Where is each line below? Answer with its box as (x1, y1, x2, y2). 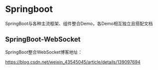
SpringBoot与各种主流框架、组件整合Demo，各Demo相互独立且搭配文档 (5, 20, 153, 26)
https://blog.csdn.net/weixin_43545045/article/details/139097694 (5, 59, 141, 65)
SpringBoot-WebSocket (5, 35, 81, 44)
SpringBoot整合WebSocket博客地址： (5, 49, 83, 55)
